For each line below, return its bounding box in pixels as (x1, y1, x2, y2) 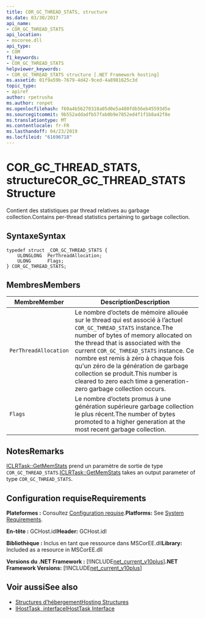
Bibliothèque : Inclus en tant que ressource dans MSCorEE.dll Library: (6, 540, 182, 547)
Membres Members (6, 280, 81, 291)
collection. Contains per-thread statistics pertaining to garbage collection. (6, 213, 190, 220)
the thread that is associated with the (74, 339, 181, 348)
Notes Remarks (6, 446, 64, 456)
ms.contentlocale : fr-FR (6, 123, 70, 129)
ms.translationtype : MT (6, 117, 67, 123)
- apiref (6, 89, 29, 95)
